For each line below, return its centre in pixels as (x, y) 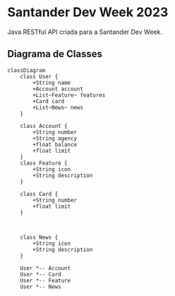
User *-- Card (41, 274)
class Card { (39, 194)
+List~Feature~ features (69, 95)
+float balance (55, 144)
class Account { (44, 126)
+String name (52, 83)
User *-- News (41, 287)
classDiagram (26, 70)
